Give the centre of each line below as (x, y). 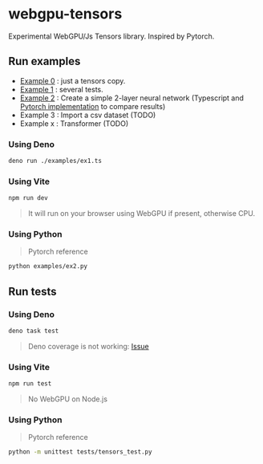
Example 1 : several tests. (62, 89)
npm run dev (28, 198)
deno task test (34, 331)
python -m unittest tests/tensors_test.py (80, 452)
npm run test (30, 384)
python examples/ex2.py (48, 267)
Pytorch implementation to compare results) (93, 106)
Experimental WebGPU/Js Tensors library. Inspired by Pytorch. (111, 36)
